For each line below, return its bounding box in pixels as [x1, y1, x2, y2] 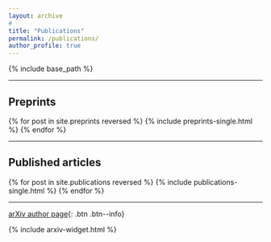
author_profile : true [8, 42, 81, 50]
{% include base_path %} [8, 64, 94, 73]
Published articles [8, 156, 102, 169]
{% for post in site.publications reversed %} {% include [8, 177, 192, 186]
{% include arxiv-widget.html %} [8, 224, 117, 234]
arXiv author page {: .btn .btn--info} [8, 209, 125, 219]
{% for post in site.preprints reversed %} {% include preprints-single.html [8, 116, 252, 126]
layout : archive [8, 11, 63, 20]
